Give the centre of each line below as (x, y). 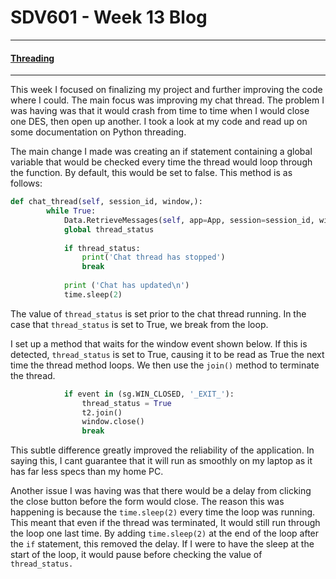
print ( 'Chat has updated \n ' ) (126, 286)
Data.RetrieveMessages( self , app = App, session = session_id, (189, 220)
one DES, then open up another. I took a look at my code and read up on (159, 122)
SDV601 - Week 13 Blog (109, 17)
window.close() (113, 422)
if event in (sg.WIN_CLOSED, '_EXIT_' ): (149, 394)
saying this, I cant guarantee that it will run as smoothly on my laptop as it (161, 461)
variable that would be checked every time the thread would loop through (161, 162)
